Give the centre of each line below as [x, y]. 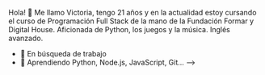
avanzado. [26, 38]
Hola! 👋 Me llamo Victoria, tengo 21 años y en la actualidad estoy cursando [132, 12]
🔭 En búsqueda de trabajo [63, 54]
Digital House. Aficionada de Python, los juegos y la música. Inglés [119, 29]
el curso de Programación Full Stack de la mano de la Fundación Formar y [131, 21]
